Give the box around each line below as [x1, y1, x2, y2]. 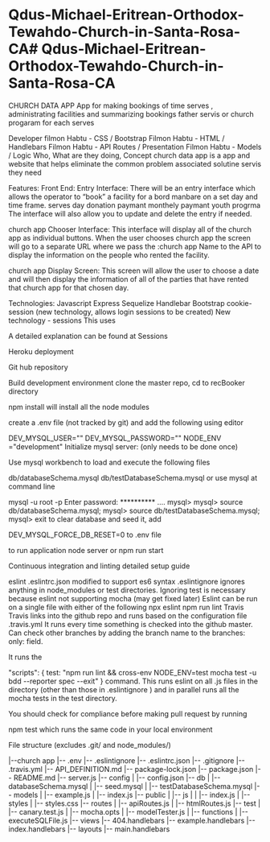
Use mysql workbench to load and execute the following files [8, 457, 211, 467]
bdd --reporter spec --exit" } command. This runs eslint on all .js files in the [8, 676, 259, 686]
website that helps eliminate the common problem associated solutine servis [8, 159, 262, 168]
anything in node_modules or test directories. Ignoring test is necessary [8, 585, 247, 595]
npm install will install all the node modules [8, 402, 150, 411]
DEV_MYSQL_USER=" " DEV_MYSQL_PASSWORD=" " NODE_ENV [8, 433, 222, 443]
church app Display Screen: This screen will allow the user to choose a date [8, 266, 260, 275]
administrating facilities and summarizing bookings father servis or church [8, 109, 255, 118]
